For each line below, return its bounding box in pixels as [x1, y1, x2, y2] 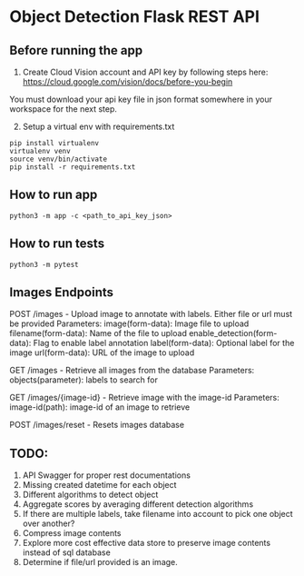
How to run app [9, 187, 98, 203]
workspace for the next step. [9, 104, 118, 114]
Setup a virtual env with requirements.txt [22, 121, 175, 132]
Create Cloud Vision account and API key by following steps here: [22, 66, 269, 77]
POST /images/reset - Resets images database [9, 420, 184, 431]
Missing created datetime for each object [22, 480, 177, 491]
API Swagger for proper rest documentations [22, 470, 191, 481]
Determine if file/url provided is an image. [22, 557, 179, 568]
